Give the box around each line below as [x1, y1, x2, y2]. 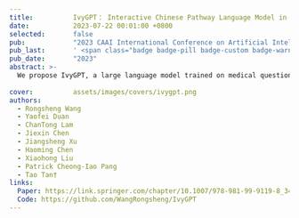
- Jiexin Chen [17, 129, 69, 138]
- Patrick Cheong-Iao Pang [17, 162, 117, 171]
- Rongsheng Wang [17, 104, 82, 113]
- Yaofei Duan [17, 112, 69, 121]
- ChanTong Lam [17, 121, 74, 130]
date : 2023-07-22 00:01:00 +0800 [9, 21, 174, 30]
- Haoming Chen [17, 145, 74, 154]
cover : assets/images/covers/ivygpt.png [9, 87, 198, 96]
